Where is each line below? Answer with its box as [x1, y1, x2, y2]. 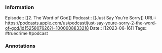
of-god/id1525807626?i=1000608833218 [5, 25, 89, 31]
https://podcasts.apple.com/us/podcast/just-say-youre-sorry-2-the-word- [5, 20, 157, 26]
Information [5, 4, 34, 11]
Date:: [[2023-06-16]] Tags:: [89, 25, 148, 31]
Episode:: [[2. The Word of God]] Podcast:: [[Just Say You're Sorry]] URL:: [5, 15, 156, 21]
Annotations [5, 43, 36, 50]
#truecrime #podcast [5, 31, 48, 36]
